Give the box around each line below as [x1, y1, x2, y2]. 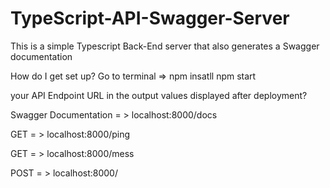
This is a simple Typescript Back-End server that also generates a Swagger [10, 40, 320, 52]
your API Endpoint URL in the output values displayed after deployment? [10, 89, 308, 101]
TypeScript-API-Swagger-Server [10, 7, 290, 30]
